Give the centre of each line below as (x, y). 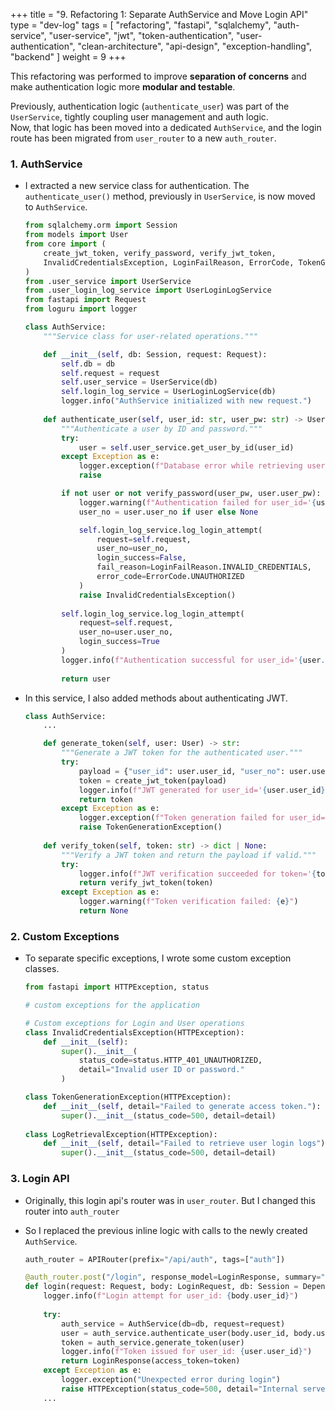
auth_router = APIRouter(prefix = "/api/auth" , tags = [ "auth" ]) (155, 1259)
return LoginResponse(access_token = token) (151, 1361)
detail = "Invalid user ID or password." (161, 1070)
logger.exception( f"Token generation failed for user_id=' (204, 818)
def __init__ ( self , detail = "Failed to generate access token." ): (182, 1106)
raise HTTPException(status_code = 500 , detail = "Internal (180, 1389)
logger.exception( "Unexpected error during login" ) (171, 1380)
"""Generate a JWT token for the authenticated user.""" (182, 753)
